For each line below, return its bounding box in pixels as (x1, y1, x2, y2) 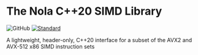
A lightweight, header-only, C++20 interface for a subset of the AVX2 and (6, 36, 192, 43)
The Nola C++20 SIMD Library (6, 4, 162, 18)
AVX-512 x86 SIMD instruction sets (6, 43, 95, 50)
